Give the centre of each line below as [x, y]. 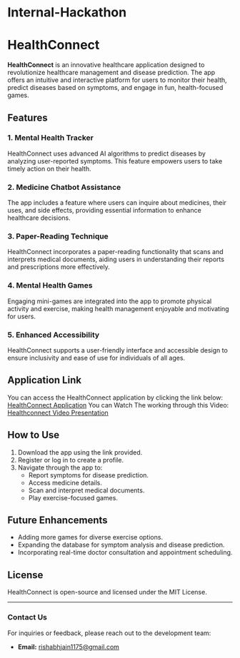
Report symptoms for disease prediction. [88, 475]
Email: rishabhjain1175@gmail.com [69, 647]
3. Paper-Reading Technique [58, 236]
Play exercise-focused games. [73, 497]
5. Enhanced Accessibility [54, 335]
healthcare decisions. [39, 218]
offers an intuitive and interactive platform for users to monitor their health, [117, 80]
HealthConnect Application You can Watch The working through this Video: [118, 405]
